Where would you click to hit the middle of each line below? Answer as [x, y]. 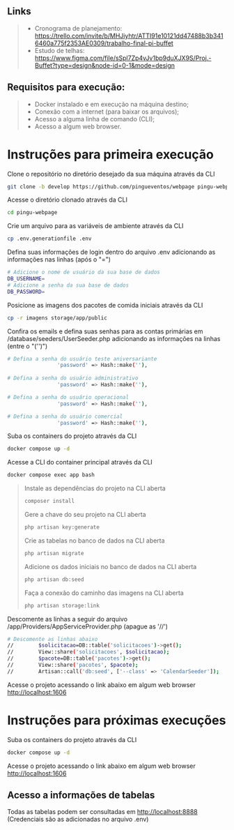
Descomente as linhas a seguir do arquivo [67, 619]
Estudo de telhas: [60, 50]
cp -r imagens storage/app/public [57, 318]
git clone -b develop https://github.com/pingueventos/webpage [101, 187]
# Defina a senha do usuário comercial [65, 416]
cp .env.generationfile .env [49, 239]
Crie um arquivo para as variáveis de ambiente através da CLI [95, 226]
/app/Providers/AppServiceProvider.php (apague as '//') [88, 626]
